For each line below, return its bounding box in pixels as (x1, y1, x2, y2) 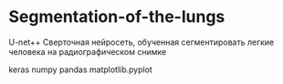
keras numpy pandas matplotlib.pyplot (8, 64, 152, 75)
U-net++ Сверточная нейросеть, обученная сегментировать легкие (8, 37, 275, 47)
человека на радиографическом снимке (8, 46, 167, 57)
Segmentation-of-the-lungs (8, 6, 225, 27)
